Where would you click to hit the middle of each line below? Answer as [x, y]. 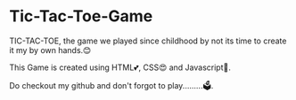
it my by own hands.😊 [50, 50]
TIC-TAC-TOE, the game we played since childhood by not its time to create [148, 41]
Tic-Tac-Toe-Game [81, 16]
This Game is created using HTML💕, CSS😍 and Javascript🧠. [120, 67]
